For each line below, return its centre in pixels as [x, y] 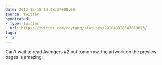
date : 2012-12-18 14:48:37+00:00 [40, 10]
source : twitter [22, 14]
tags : [11, 33]
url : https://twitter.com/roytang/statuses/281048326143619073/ [78, 28]
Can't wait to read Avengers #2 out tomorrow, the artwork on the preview [81, 52]
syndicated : [18, 19]
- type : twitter [22, 24]
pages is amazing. [24, 57]
